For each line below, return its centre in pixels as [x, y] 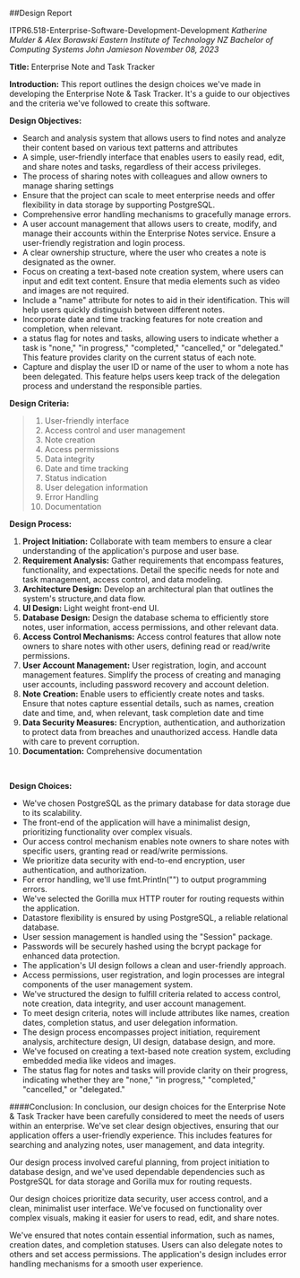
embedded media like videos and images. [99, 1061]
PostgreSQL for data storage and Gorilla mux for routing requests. [131, 1181]
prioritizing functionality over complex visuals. [107, 832]
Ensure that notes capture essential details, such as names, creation [148, 703]
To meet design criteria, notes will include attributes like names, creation [156, 1013]
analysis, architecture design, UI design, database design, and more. [149, 1042]
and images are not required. [76, 290]
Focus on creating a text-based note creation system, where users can [153, 271]
